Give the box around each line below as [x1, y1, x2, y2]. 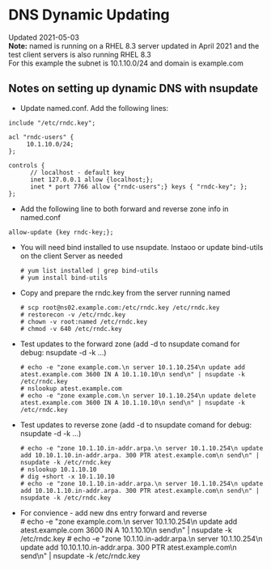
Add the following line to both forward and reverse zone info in [19, 204, 229, 214]
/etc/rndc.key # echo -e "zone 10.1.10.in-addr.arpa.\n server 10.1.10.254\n [19, 533, 263, 543]
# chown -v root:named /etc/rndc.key [19, 317, 148, 325]
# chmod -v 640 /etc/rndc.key [19, 325, 123, 333]
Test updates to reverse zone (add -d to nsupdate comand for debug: [19, 419, 252, 430]
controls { [8, 161, 45, 169]
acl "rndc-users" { [8, 133, 74, 141]
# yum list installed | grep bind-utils [19, 266, 159, 274]
